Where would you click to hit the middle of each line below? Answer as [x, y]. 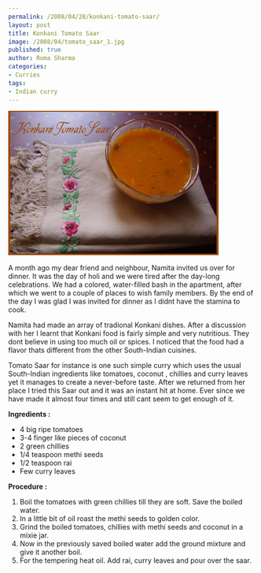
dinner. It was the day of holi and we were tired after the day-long [114, 276]
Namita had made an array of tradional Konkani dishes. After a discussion [127, 325]
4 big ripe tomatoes [51, 429]
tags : [17, 83]
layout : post [29, 25]
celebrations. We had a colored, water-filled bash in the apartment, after [125, 285]
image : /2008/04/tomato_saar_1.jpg [66, 42]
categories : [28, 67]
